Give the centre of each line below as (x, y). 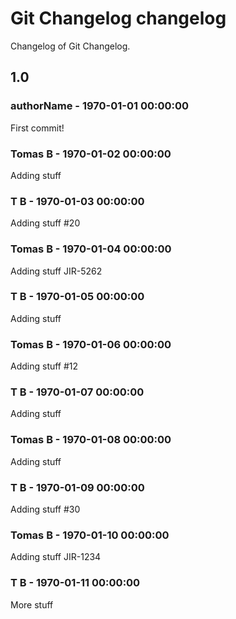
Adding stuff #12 (44, 366)
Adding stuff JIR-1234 (56, 557)
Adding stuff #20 (45, 223)
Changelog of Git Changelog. (70, 46)
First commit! (37, 128)
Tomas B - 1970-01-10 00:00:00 (90, 535)
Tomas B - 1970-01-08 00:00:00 (91, 440)
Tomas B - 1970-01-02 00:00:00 (91, 154)
